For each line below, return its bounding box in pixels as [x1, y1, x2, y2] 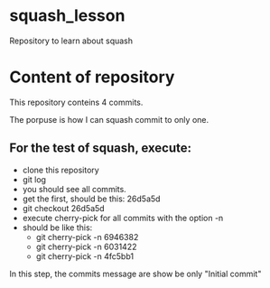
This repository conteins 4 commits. [9, 97, 144, 107]
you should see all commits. [22, 183, 126, 194]
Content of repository [9, 67, 175, 88]
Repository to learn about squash [9, 35, 134, 46]
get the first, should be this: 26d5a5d [22, 193, 161, 204]
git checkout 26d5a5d [22, 202, 106, 213]
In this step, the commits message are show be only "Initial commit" [9, 268, 262, 279]
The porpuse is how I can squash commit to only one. [9, 114, 209, 125]
